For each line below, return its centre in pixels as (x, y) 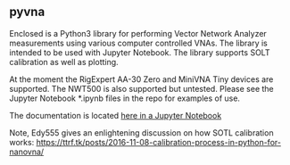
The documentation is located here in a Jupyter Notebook (116, 115)
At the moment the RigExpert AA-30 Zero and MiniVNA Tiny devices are (141, 79)
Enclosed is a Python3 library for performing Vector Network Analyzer (138, 33)
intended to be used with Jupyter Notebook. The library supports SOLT (140, 52)
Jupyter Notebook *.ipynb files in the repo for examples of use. (125, 98)
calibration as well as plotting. (64, 62)
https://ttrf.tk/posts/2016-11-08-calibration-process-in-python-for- (158, 142)
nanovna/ (27, 152)
